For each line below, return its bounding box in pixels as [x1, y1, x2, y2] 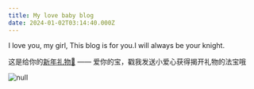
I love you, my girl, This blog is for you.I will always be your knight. [8, 40, 225, 50]
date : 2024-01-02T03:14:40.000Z [8, 19, 115, 27]
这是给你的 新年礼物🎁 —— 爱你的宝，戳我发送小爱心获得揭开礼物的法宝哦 [8, 57, 247, 66]
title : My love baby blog [8, 11, 94, 20]
